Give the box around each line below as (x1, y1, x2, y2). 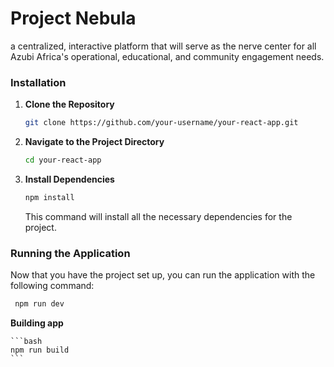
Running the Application (10, 246, 131, 260)
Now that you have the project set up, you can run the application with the (10, 269, 316, 281)
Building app (10, 317, 64, 329)
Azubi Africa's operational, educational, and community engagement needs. (10, 50, 325, 62)
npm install (24, 192, 75, 202)
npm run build (10, 345, 70, 356)
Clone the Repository (24, 98, 115, 111)
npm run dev (14, 299, 65, 309)
